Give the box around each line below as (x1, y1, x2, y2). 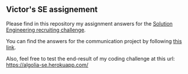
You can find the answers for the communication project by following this (6, 37, 182, 44)
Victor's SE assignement (6, 5, 98, 15)
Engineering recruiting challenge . (6, 26, 86, 33)
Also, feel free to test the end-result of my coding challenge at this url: (6, 55, 175, 62)
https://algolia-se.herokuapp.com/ (6, 61, 89, 68)
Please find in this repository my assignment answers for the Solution (6, 20, 173, 27)
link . (6, 44, 16, 51)
